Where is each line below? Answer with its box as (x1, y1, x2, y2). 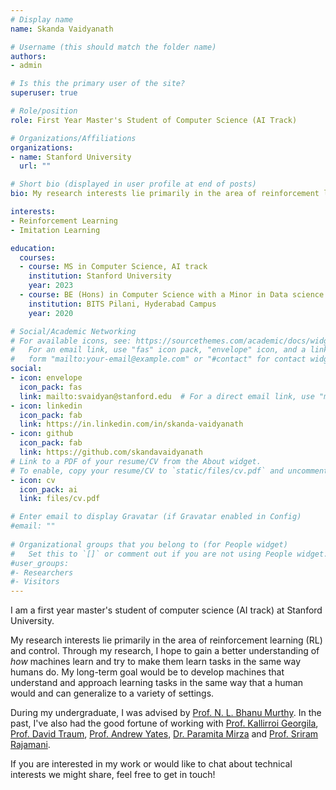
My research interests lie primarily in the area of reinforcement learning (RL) (10, 634, 323, 646)
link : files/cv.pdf (19, 494, 101, 504)
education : (10, 243, 56, 253)
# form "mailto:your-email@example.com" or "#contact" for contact (10, 354, 307, 365)
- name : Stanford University (10, 152, 132, 162)
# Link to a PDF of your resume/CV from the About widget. (10, 456, 262, 466)
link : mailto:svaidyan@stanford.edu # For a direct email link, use (19, 391, 315, 401)
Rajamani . (10, 739, 51, 751)
